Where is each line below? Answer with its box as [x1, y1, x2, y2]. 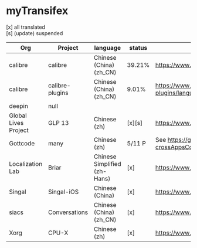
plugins [47, 89, 69, 97]
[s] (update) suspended [6, 29, 63, 36]
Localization [9, 159, 43, 168]
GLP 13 [47, 118, 69, 127]
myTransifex [6, 4, 69, 18]
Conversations [47, 208, 89, 216]
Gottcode [9, 139, 35, 147]
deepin [9, 101, 28, 110]
